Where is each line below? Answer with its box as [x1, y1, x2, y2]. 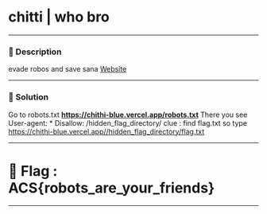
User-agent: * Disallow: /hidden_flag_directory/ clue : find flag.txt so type [8, 118, 248, 127]
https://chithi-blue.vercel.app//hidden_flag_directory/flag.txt [8, 126, 205, 136]
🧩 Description [8, 46, 62, 57]
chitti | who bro [8, 8, 110, 26]
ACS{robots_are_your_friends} [8, 179, 215, 196]
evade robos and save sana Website [8, 64, 127, 74]
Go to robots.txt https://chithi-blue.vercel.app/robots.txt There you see [8, 110, 248, 119]
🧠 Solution [8, 91, 49, 103]
